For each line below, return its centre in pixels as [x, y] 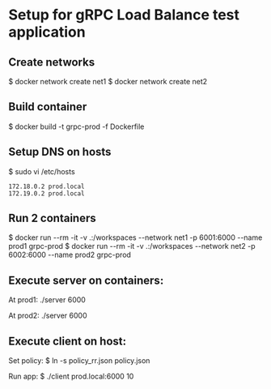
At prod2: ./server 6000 [48, 316]
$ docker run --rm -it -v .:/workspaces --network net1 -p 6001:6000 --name [135, 237]
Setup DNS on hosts [60, 152]
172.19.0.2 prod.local [47, 193]
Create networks [52, 62]
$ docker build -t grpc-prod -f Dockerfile [76, 126]
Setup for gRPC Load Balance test [124, 15]
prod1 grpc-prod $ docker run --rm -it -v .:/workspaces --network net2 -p [132, 246]
